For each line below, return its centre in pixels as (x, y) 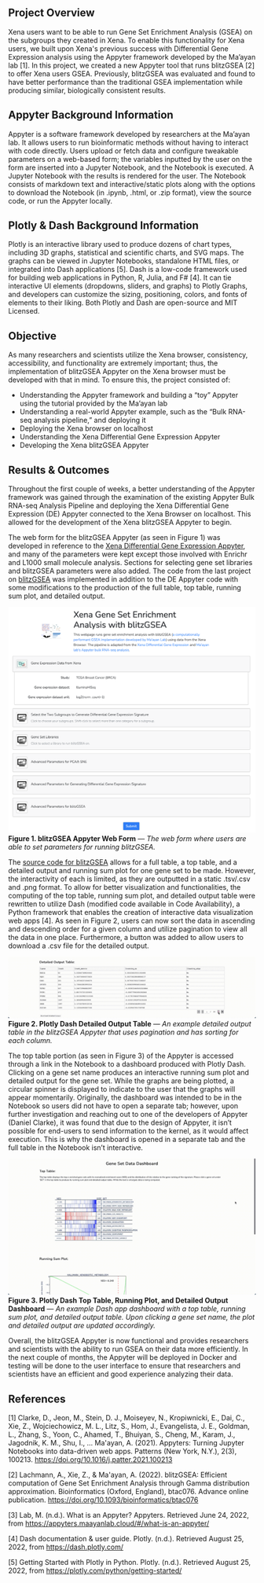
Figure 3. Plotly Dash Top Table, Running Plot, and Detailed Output (118, 1301)
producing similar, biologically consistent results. (87, 90)
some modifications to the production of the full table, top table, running (125, 588)
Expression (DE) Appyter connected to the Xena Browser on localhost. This (130, 514)
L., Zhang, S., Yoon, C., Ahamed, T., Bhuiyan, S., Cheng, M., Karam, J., (122, 1434)
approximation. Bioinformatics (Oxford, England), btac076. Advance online (128, 1492)
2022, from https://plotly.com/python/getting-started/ (95, 1570)
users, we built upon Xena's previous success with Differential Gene (119, 48)
